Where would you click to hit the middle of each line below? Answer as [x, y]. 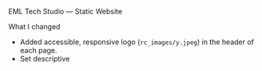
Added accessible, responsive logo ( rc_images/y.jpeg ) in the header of [137, 42]
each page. [38, 50]
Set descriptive [45, 59]
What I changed [34, 26]
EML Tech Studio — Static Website [65, 11]
